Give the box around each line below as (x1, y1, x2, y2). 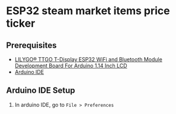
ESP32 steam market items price (6, 4, 170, 18)
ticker (6, 17, 36, 30)
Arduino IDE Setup (6, 86, 75, 96)
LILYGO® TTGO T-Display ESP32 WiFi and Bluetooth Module (14, 56, 163, 63)
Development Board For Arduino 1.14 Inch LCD (14, 62, 127, 69)
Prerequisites (6, 40, 57, 50)
